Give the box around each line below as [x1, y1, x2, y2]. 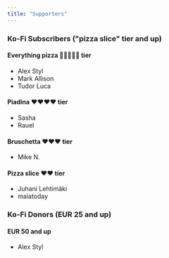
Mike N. [17, 153, 40, 161]
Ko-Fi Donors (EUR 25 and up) [7, 209, 111, 219]
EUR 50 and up [7, 227, 51, 235]
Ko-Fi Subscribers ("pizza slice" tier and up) [7, 33, 162, 43]
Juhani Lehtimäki [17, 185, 68, 193]
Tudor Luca [17, 82, 51, 90]
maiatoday [17, 192, 49, 201]
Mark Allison [17, 74, 54, 82]
